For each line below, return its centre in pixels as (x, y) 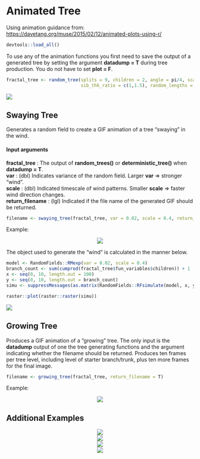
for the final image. (29, 366)
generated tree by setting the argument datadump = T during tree (87, 62)
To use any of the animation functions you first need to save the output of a (99, 56)
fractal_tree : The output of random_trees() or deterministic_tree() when (97, 163)
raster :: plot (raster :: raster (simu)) (51, 296)
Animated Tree (43, 11)
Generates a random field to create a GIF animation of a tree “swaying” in (96, 130)
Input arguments (27, 149)
